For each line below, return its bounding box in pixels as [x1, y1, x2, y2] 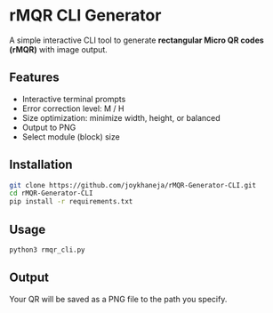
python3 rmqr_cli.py [9, 245, 86, 254]
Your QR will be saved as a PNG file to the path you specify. [9, 293, 228, 304]
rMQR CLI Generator [9, 5, 162, 26]
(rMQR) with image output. [9, 44, 108, 54]
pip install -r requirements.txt [9, 197, 133, 206]
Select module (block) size [21, 131, 120, 142]
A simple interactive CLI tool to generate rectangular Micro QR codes [9, 35, 264, 45]
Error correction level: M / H [21, 103, 124, 114]
